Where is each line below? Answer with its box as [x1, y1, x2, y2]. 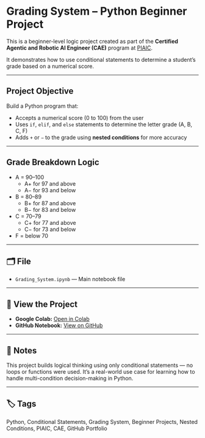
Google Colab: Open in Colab [15, 315, 90, 323]
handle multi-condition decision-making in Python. [6, 375, 134, 382]
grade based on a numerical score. [6, 62, 95, 70]
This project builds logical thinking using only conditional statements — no [6, 361, 193, 369]
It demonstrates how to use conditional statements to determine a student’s [6, 56, 196, 63]
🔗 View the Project [6, 299, 78, 309]
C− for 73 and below [24, 225, 76, 233]
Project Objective [6, 86, 74, 96]
